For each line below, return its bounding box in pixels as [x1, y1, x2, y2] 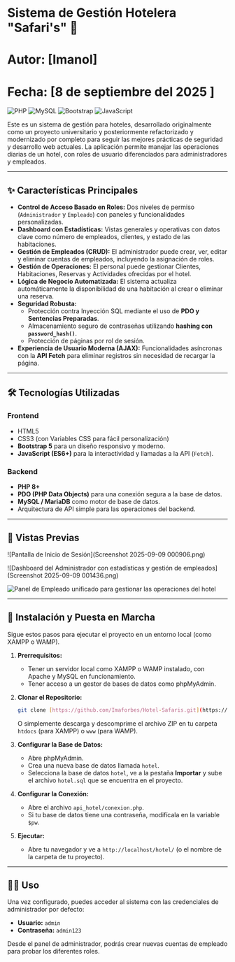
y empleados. [7, 157, 47, 166]
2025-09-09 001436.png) [44, 571, 119, 580]
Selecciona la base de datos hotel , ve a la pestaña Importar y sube [27, 768, 222, 777]
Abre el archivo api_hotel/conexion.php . [27, 803, 145, 812]
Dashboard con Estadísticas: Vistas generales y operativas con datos [17, 225, 220, 234]
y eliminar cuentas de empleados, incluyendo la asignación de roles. [17, 255, 215, 264]
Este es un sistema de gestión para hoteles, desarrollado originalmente [7, 120, 212, 129]
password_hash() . [27, 329, 78, 338]
